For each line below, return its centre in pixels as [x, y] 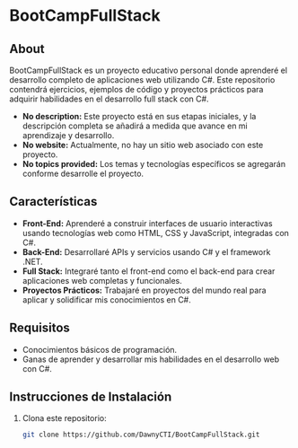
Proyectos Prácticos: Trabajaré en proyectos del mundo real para [144, 290]
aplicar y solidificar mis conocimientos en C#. [106, 299]
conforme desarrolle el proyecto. [83, 173]
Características [53, 202]
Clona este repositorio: [64, 418]
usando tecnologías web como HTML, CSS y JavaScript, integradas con [156, 233]
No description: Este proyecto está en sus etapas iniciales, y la [139, 116]
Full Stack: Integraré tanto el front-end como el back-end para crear [149, 271]
